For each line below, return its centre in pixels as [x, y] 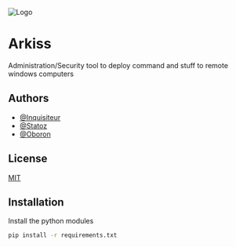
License [28, 159]
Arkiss [30, 44]
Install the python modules [51, 221]
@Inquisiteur [40, 117]
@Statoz [33, 125]
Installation [36, 202]
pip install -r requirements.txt [63, 235]
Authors [29, 98]
